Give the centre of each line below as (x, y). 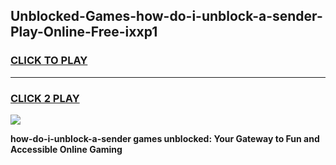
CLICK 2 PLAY (45, 98)
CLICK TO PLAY (49, 61)
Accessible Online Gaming (66, 149)
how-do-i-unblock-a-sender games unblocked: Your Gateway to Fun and (165, 138)
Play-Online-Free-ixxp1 (84, 32)
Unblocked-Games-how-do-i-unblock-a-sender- (166, 16)
